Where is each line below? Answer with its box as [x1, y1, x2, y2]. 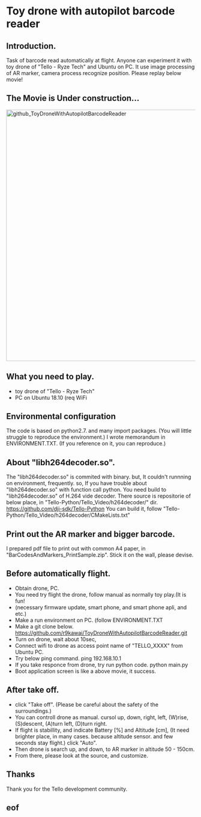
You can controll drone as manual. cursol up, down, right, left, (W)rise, [14, 713, 189, 721]
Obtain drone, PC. [14, 584, 59, 592]
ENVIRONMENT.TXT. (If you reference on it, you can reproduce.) [6, 440, 166, 447]
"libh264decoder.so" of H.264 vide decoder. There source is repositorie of [6, 492, 191, 499]
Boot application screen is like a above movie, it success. [14, 668, 156, 675]
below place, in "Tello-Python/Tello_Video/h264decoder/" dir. [6, 499, 158, 506]
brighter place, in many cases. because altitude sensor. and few [14, 732, 173, 740]
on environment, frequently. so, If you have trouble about [6, 480, 147, 487]
